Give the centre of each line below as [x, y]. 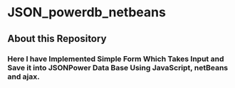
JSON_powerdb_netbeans [87, 12]
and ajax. [24, 77]
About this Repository [57, 39]
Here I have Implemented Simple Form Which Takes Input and [116, 59]
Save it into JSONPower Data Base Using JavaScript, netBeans [118, 67]
